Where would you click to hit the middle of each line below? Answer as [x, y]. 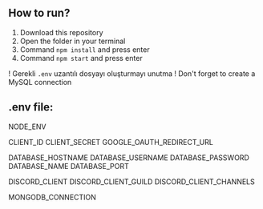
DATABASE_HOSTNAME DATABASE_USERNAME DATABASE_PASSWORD [129, 157]
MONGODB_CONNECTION [52, 197]
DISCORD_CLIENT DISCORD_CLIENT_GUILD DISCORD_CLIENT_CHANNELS [131, 181]
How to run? [39, 13]
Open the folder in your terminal [73, 41]
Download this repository [61, 32]
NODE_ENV [27, 127]
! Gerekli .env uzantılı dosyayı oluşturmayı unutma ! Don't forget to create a [132, 73]
